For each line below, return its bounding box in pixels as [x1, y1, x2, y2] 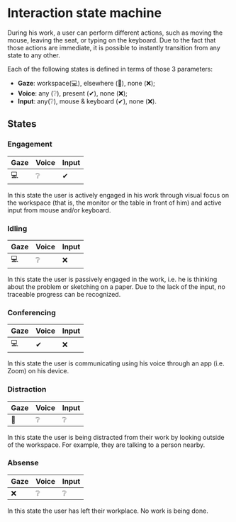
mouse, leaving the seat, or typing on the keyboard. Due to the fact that [7, 35, 216, 44]
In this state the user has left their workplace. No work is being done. [7, 506, 209, 515]
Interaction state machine [7, 5, 162, 21]
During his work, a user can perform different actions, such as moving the [7, 28, 223, 37]
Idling [7, 223, 28, 233]
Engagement [7, 140, 52, 149]
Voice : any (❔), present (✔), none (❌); [17, 89, 128, 97]
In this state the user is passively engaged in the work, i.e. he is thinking [7, 275, 218, 283]
